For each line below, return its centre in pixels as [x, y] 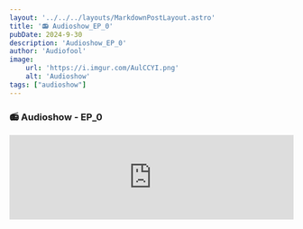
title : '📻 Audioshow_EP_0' [61, 26]
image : [22, 60]
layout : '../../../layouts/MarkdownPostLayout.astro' [113, 18]
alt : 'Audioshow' [58, 77]
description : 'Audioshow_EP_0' [68, 43]
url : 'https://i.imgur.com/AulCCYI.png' [102, 69]
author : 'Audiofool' [48, 51]
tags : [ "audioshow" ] [48, 85]
